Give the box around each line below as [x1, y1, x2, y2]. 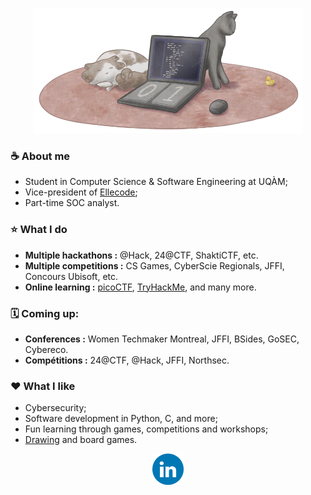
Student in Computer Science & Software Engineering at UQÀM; [24, 176, 288, 188]
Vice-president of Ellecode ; [24, 186, 138, 198]
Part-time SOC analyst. [24, 197, 120, 209]
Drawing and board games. [24, 434, 138, 446]
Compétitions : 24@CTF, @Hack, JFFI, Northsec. [24, 354, 230, 366]
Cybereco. [24, 343, 69, 355]
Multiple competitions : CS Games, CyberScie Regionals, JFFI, [24, 259, 285, 272]
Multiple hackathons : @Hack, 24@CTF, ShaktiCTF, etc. [24, 249, 259, 261]
